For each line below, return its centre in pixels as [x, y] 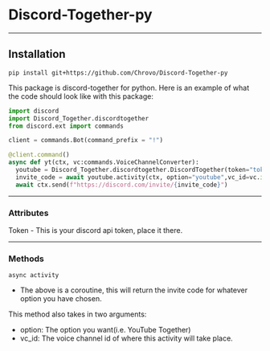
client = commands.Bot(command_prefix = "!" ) [86, 141]
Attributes [29, 213]
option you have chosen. [61, 299]
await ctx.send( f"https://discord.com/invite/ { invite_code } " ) [122, 185]
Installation [37, 54]
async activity [34, 275]
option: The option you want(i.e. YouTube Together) [105, 330]
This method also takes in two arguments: [78, 314]
